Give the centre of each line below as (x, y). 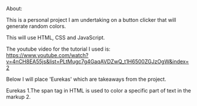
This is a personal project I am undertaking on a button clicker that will (91, 20)
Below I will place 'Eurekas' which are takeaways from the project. (86, 79)
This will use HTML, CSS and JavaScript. (56, 37)
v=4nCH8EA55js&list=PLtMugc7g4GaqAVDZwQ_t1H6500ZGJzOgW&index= (98, 62)
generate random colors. (36, 26)
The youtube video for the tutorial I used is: (58, 49)
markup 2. (19, 97)
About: (14, 9)
